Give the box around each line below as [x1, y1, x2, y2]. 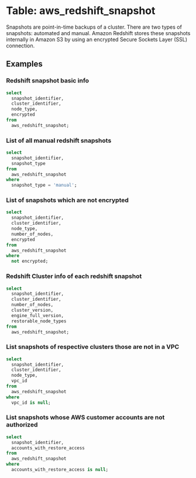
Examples [6, 59, 43, 69]
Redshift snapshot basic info [6, 77, 90, 85]
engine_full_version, [11, 312, 64, 318]
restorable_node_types [11, 318, 67, 324]
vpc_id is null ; [11, 400, 51, 405]
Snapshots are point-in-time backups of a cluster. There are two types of [6, 23, 183, 30]
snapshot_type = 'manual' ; [11, 183, 77, 188]
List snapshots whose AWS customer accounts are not [6, 414, 165, 422]
